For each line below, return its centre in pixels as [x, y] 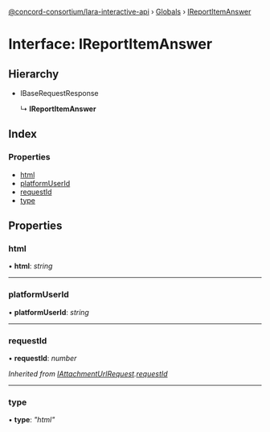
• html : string [31, 266]
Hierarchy [34, 74]
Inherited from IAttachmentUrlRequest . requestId [88, 373]
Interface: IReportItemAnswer [110, 44]
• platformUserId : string [49, 312]
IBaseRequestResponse [59, 93]
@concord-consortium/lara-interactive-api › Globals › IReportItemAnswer [130, 12]
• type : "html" [32, 420]
